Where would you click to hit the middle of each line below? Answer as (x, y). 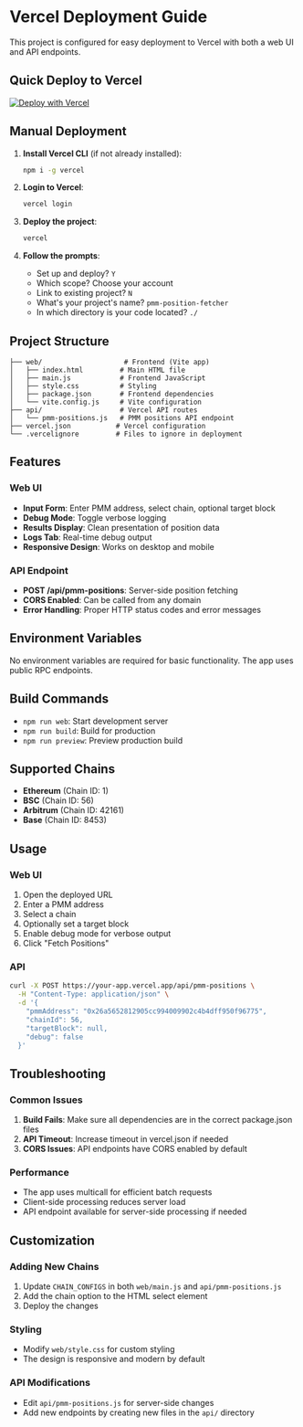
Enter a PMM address (63, 904)
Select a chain (49, 914)
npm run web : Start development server (95, 721)
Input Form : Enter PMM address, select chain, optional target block (149, 508)
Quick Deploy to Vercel (76, 81)
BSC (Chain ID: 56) (58, 800)
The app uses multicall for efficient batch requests (117, 1192)
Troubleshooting (58, 1074)
